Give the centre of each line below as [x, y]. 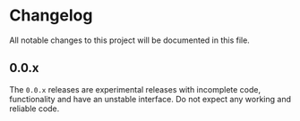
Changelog [51, 16]
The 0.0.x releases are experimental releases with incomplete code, [135, 89]
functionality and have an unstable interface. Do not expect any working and [150, 99]
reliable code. [34, 109]
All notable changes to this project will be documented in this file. [130, 40]
